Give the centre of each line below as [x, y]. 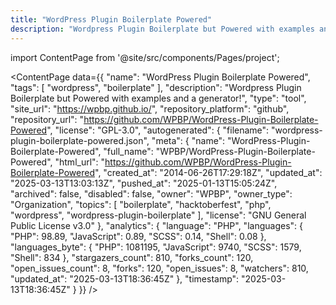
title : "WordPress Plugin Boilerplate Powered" [111, 19]
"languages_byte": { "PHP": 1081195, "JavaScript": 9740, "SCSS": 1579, [156, 247]
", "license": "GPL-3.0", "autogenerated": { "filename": [158, 130]
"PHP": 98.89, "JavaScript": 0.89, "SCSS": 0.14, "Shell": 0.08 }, [138, 236]
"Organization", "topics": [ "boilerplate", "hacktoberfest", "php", [141, 204]
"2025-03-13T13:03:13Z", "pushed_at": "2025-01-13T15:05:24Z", [144, 183]
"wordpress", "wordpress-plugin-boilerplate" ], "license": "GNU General [158, 215]
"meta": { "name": [188, 140]
